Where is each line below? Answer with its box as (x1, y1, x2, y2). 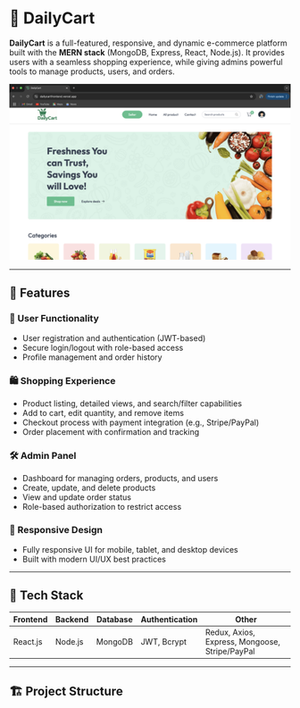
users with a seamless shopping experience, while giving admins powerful (9, 56, 283, 67)
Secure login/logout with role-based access (21, 342, 184, 353)
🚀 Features (9, 286, 71, 301)
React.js (12, 637, 43, 647)
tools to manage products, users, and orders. (9, 66, 176, 77)
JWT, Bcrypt (140, 637, 187, 647)
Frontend (12, 613, 48, 624)
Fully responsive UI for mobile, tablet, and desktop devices (21, 544, 238, 554)
